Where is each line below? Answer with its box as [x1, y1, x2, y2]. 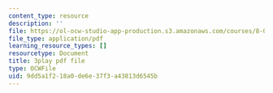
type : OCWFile [8, 65, 57, 73]
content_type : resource [8, 11, 89, 20]
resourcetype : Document [8, 49, 89, 57]
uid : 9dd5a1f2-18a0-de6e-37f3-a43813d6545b [8, 72, 158, 80]
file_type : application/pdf [8, 34, 104, 43]
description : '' [8, 19, 63, 27]
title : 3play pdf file [8, 57, 85, 66]
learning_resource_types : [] [8, 42, 107, 50]
